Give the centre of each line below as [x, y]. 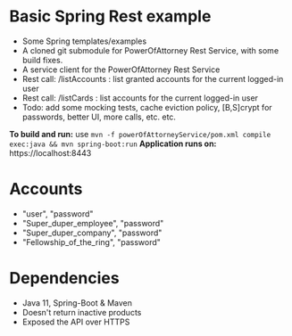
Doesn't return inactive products [82, 312]
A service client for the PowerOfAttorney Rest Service [121, 70]
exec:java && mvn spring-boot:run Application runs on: [113, 143]
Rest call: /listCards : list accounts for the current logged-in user [140, 98]
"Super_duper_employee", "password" [93, 223]
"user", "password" [58, 213]
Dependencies [64, 279]
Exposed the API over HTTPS [76, 322]
